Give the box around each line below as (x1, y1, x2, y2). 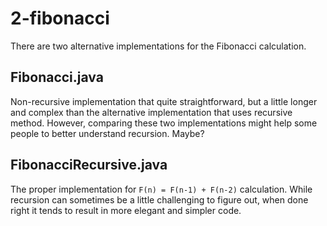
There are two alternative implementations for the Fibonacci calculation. (10, 40, 307, 52)
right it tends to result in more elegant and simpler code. (10, 204, 242, 216)
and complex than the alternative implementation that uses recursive (10, 106, 293, 118)
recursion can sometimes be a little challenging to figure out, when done (10, 193, 309, 206)
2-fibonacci (10, 7, 110, 30)
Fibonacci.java (10, 69, 104, 86)
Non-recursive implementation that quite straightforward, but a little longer (10, 95, 318, 107)
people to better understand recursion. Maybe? (10, 127, 205, 139)
